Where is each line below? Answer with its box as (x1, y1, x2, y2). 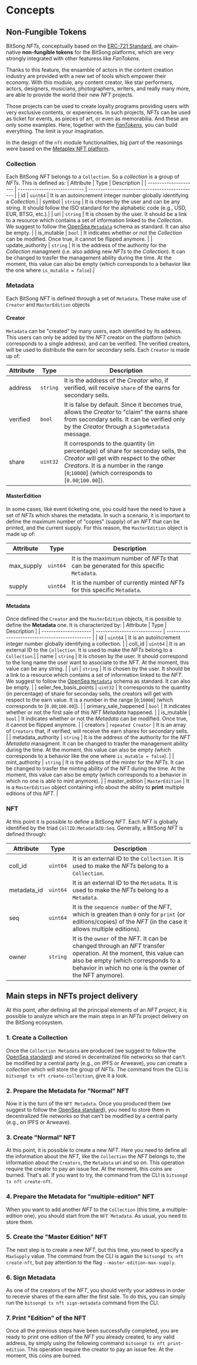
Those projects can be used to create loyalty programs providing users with (6, 103, 189, 109)
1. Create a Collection (6, 1034, 68, 1042)
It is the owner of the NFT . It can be (72, 934, 168, 942)
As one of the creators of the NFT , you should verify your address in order (6, 1287, 186, 1294)
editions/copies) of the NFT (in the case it (72, 917, 188, 925)
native (6, 49, 21, 56)
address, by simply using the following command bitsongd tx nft (6, 1340, 165, 1347)
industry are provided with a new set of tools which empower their (6, 73, 167, 79)
